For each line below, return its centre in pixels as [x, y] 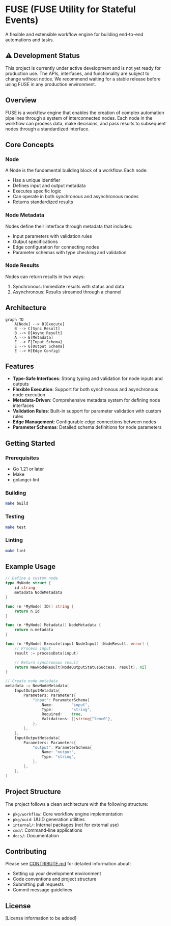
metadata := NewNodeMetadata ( [37, 686]
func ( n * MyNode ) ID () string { [39, 606]
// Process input [33, 648]
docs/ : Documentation [36, 835]
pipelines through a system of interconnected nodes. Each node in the [79, 118]
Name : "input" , [66, 705]
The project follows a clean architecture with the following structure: [77, 804]
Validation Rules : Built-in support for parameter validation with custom [87, 411]
